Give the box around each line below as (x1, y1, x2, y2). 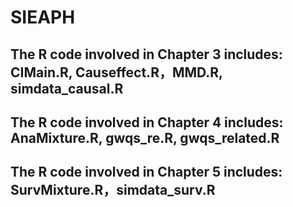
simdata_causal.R (10, 80, 124, 97)
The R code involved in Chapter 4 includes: (10, 114, 284, 131)
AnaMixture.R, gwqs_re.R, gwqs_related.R (10, 129, 280, 146)
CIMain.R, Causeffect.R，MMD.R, (10, 64, 223, 81)
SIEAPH (10, 6, 76, 29)
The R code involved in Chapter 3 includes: (10, 46, 283, 63)
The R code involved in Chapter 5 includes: (10, 164, 283, 181)
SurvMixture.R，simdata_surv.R (10, 182, 216, 199)
